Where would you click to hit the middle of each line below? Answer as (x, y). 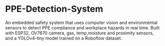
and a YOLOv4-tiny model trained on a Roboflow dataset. (64, 38)
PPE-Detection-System (54, 9)
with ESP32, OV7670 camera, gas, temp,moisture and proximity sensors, (80, 33)
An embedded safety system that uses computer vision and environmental (81, 23)
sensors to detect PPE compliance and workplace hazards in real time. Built (82, 27)
